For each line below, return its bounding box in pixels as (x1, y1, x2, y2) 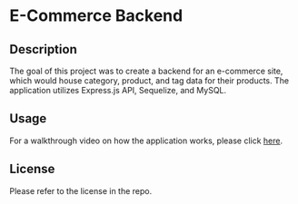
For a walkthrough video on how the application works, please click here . (9, 135, 283, 146)
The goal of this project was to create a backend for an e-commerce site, (9, 65, 283, 76)
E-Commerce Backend (9, 5, 184, 26)
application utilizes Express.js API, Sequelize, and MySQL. (9, 85, 227, 95)
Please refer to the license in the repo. (9, 185, 153, 196)
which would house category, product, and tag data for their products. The (9, 75, 289, 86)
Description (9, 42, 77, 57)
